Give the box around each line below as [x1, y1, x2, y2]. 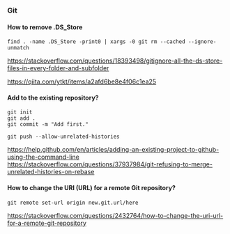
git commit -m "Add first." [7, 121, 89, 128]
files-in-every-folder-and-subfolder [7, 64, 109, 72]
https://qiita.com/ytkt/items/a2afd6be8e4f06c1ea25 [7, 77, 157, 86]
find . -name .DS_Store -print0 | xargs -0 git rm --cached [7, 38, 186, 45]
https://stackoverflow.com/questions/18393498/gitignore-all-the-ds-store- [7, 56, 223, 65]
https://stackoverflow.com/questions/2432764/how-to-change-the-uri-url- [7, 211, 224, 219]
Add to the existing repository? [7, 93, 99, 102]
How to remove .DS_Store [7, 23, 83, 31]
